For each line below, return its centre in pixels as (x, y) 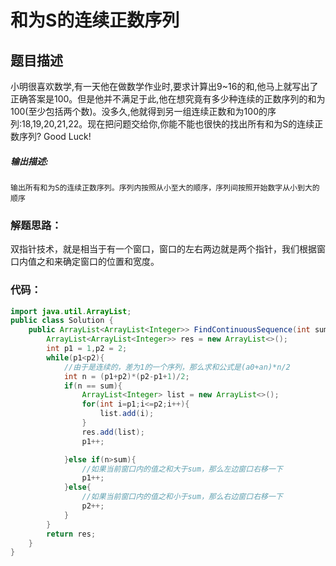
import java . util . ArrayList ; (71, 311)
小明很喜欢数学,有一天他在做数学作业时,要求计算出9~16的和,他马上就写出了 (164, 86)
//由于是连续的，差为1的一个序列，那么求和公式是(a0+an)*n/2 (177, 367)
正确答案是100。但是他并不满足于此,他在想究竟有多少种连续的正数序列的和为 (168, 99)
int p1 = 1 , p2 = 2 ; (87, 349)
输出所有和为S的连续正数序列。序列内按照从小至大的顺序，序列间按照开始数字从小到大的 (165, 187)
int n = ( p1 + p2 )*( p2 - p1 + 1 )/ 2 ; (126, 376)
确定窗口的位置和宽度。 (111, 262)
